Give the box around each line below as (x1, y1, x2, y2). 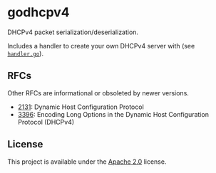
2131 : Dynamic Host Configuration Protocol (17, 103, 144, 111)
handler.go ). (7, 49, 44, 58)
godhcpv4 (7, 4, 70, 21)
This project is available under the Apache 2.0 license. (7, 157, 167, 166)
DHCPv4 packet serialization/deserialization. (7, 28, 139, 36)
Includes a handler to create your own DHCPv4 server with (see (7, 41, 195, 50)
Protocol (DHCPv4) (17, 117, 75, 126)
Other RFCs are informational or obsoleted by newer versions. (7, 88, 189, 97)
